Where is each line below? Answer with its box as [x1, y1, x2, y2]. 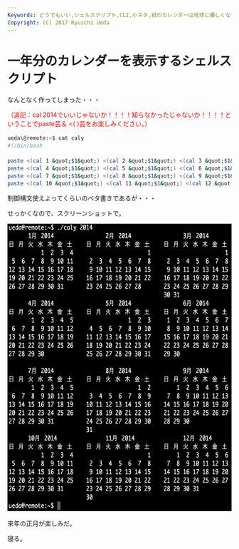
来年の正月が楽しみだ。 [7, 519, 76, 528]
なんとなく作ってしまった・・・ [7, 96, 101, 104]
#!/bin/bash [7, 143, 43, 150]
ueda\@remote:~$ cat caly [7, 135, 84, 142]
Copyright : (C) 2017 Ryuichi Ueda [7, 19, 110, 26]
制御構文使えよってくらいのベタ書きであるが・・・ [7, 193, 156, 202]
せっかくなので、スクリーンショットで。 [7, 209, 126, 217]
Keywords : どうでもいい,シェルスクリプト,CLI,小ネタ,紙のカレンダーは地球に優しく [7, 11, 226, 19]
